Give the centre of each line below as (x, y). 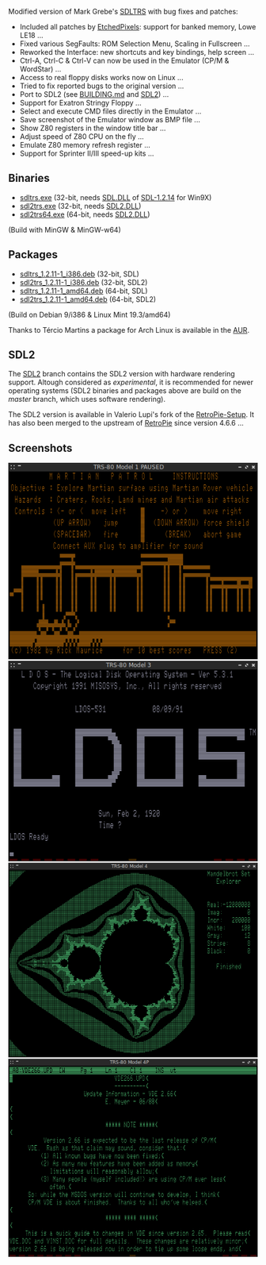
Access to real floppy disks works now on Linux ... (101, 77)
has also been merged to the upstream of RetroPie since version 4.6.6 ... (126, 423)
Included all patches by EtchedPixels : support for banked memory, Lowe (138, 27)
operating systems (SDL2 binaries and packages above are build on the (125, 391)
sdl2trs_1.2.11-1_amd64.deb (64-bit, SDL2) (88, 299)
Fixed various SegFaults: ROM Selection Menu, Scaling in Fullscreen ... (135, 44)
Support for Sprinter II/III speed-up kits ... (87, 153)
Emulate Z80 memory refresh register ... (85, 145)
